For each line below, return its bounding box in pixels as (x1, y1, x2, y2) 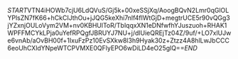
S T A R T (7, 6, 28, 14)
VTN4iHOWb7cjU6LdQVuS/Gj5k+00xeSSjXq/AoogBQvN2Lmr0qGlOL (27, 6, 229, 14)
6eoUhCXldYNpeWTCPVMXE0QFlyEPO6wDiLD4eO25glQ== (7, 44, 185, 52)
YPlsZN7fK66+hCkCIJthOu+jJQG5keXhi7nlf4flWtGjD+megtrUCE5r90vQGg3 (7, 14, 231, 22)
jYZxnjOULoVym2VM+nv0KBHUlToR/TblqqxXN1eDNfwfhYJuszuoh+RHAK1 (7, 21, 227, 29)
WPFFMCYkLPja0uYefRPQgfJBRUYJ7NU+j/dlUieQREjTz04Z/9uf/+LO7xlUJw (7, 28, 232, 37)
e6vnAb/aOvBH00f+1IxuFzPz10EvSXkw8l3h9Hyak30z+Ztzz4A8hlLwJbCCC (7, 36, 229, 45)
